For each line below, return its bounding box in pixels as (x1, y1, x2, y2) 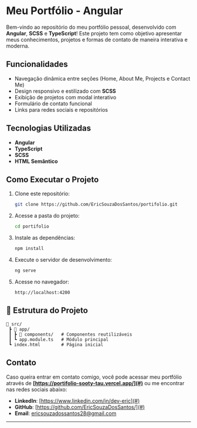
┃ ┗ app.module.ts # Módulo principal (8, 336, 109, 342)
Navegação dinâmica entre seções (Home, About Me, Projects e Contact (14, 75, 191, 82)
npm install (14, 246, 44, 252)
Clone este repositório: (14, 190, 70, 198)
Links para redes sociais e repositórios (14, 106, 108, 113)
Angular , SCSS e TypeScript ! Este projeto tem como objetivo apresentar (6, 29, 182, 36)
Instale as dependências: (14, 234, 75, 242)
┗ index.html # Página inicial (8, 342, 104, 347)
